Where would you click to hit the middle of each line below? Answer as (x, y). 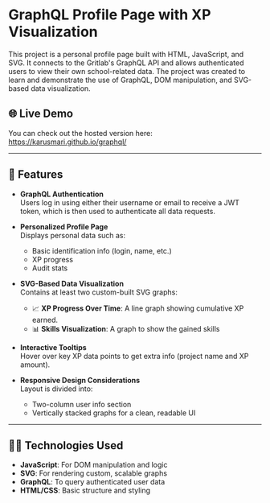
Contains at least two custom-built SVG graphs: (99, 292)
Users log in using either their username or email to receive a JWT (129, 202)
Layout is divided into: (56, 389)
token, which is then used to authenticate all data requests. (117, 211)
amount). (35, 365)
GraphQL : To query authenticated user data (92, 482)
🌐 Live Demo (41, 114)
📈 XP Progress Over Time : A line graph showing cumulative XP (138, 308)
